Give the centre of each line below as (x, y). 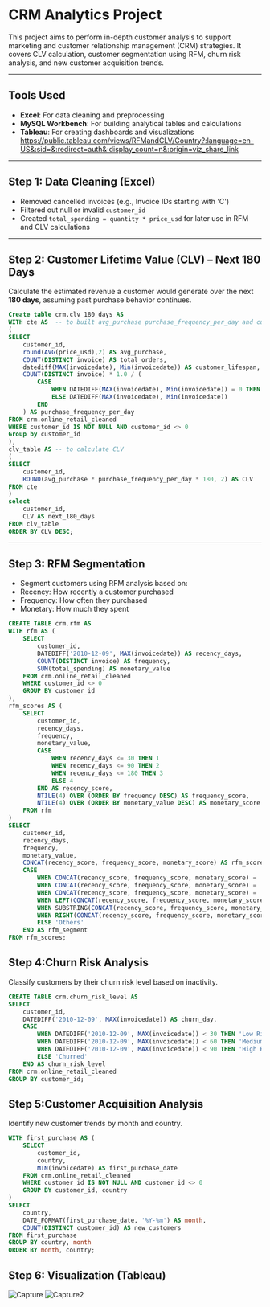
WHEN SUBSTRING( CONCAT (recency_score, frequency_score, (133, 908)
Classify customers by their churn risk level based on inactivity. (113, 981)
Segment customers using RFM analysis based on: (104, 584)
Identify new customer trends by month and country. (96, 1124)
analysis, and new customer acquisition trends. (86, 63)
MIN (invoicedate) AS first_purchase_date (108, 1168)
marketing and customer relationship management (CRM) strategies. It (125, 45)
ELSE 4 (62, 781)
